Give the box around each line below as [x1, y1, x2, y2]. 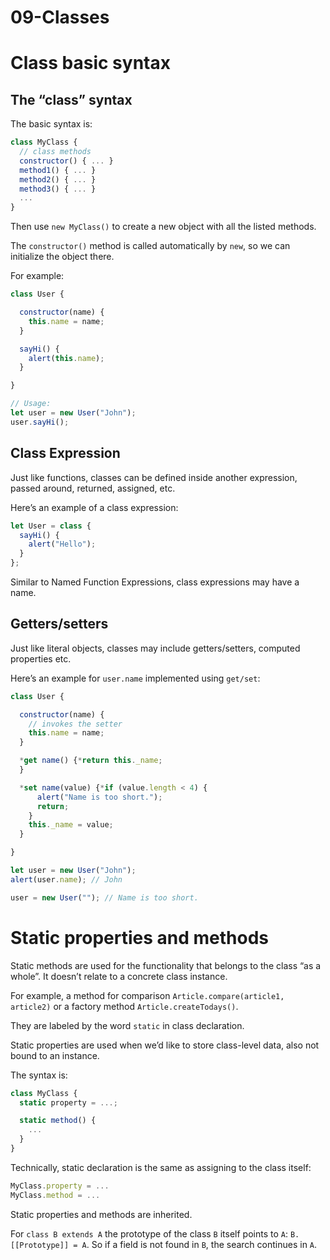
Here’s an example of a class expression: [10, 501, 179, 513]
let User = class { [10, 521, 92, 531]
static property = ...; [19, 1097, 118, 1108]
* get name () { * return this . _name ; [19, 756, 163, 766]
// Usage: [10, 399, 52, 409]
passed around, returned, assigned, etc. [10, 482, 176, 494]
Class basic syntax [10, 52, 171, 75]
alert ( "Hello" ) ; [28, 539, 97, 550]
